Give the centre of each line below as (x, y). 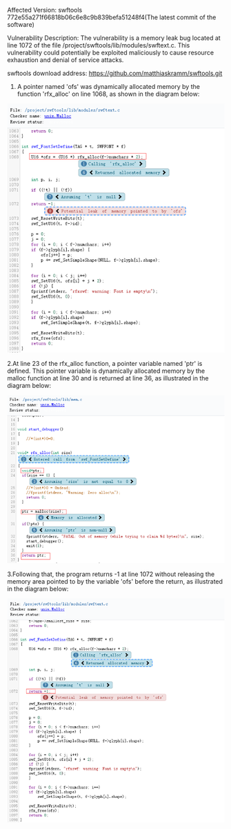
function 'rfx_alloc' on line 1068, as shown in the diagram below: (108, 94)
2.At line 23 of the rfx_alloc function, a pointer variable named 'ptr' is (105, 364)
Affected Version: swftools (45, 10)
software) (21, 24)
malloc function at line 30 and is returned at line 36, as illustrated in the (108, 378)
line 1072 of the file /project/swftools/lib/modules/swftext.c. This (99, 45)
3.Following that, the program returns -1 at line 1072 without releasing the (111, 574)
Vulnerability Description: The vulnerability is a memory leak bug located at (114, 38)
